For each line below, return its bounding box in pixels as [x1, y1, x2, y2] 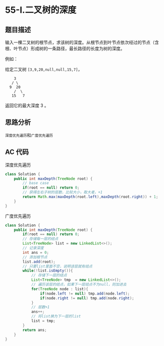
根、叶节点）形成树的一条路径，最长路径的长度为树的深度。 [5, 46, 125, 51]
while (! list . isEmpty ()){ [22, 268, 73, 273]
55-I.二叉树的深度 [5, 4, 77, 16]
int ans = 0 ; [22, 250, 49, 255]
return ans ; [22, 327, 47, 332]
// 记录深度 [22, 246, 44, 250]
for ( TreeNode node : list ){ [31, 286, 89, 292]
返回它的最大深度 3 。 [5, 102, 49, 108]
